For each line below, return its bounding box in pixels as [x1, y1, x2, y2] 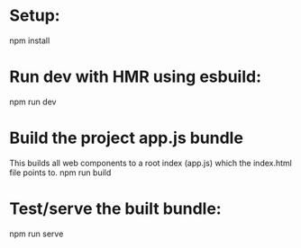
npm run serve [9, 228, 64, 239]
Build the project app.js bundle [9, 128, 243, 148]
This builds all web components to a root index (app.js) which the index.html [9, 157, 293, 168]
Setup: [9, 5, 60, 26]
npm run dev [9, 96, 57, 107]
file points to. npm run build [9, 167, 112, 178]
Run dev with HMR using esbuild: [9, 66, 262, 87]
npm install [9, 35, 50, 46]
